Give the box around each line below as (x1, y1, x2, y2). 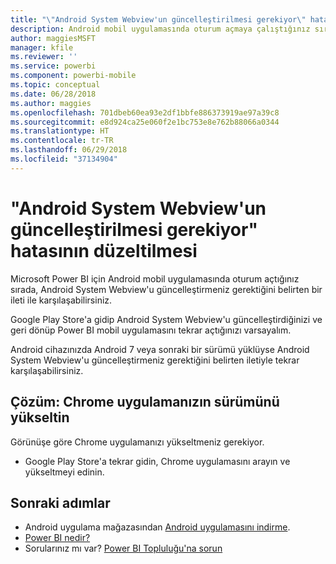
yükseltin (10, 409, 70, 426)
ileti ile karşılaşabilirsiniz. (10, 294, 113, 306)
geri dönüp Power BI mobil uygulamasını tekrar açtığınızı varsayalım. (10, 324, 292, 336)
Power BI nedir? (24, 532, 91, 544)
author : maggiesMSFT (10, 33, 97, 43)
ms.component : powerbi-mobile (10, 71, 137, 81)
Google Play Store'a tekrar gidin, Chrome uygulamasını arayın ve (24, 455, 291, 467)
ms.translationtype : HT (10, 126, 110, 136)
